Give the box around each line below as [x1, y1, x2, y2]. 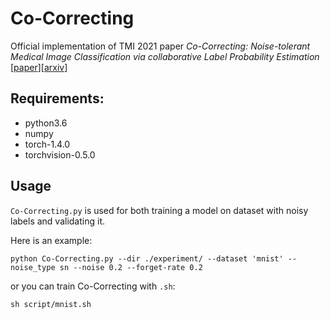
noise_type [10, 262, 56, 272]
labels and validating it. [10, 215, 105, 227]
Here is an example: [10, 234, 93, 246]
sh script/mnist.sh [10, 299, 92, 309]
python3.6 [24, 117, 68, 129]
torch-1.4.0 [24, 138, 71, 150]
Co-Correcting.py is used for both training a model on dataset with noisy [10, 204, 309, 216]
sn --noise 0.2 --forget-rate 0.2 [59, 262, 203, 272]
